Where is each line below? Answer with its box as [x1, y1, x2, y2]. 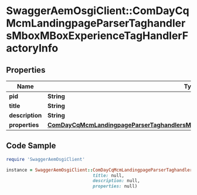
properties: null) [93, 183, 138, 189]
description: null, [93, 178, 141, 184]
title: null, [93, 172, 125, 179]
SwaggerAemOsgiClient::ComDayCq [6, 4, 189, 18]
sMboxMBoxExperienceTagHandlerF [6, 29, 189, 42]
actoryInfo [6, 42, 59, 55]
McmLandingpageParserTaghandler [6, 16, 186, 30]
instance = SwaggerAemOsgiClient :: [6, 167, 93, 173]
